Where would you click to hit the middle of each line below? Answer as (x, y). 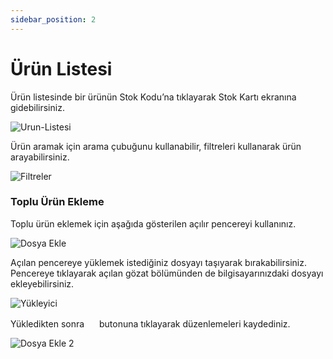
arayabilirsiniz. (40, 157)
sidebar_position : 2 (53, 19)
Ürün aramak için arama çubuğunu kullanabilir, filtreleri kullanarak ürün (156, 146)
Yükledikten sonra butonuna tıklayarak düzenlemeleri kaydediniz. (150, 323)
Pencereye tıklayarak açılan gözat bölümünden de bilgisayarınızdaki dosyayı (167, 273)
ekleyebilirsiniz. (42, 283)
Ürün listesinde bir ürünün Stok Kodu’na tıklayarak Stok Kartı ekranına (153, 97)
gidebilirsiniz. (37, 107)
